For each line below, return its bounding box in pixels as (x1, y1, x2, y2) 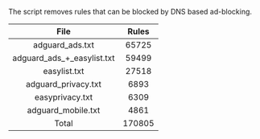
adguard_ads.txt (33, 39, 95, 51)
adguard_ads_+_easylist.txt (12, 52, 115, 63)
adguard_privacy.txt (25, 79, 102, 89)
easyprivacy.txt (35, 92, 93, 103)
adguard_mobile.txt (27, 104, 101, 116)
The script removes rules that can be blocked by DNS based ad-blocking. (8, 7, 252, 16)
